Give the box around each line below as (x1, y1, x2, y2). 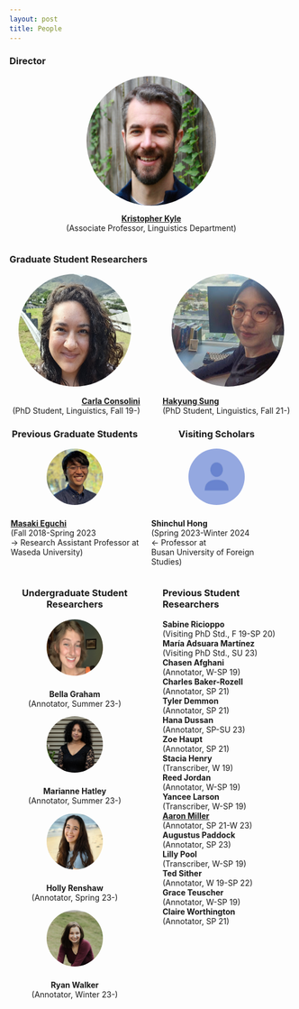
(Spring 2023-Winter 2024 (151, 527, 250, 538)
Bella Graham (49, 688, 101, 699)
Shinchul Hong (151, 518, 208, 529)
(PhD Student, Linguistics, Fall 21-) (162, 406, 291, 417)
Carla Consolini (81, 396, 140, 407)
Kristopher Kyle (121, 213, 182, 224)
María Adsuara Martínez (162, 638, 255, 648)
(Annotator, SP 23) (162, 839, 231, 849)
